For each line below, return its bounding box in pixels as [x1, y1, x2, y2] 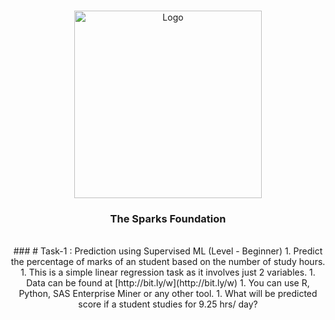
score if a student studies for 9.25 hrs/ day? [78, 298, 258, 310]
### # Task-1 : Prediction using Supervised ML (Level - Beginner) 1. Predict [13, 245, 323, 257]
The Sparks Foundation [109, 211, 227, 225]
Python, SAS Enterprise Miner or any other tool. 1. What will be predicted [18, 288, 318, 300]
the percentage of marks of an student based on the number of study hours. [10, 256, 326, 268]
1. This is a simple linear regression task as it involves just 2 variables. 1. [20, 266, 316, 279]
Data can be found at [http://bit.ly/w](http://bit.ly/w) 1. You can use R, [26, 277, 310, 289]
